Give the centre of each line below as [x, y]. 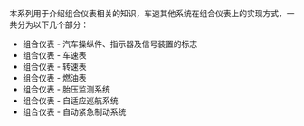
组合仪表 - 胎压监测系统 [66, 89]
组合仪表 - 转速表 [55, 67]
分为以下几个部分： [52, 24]
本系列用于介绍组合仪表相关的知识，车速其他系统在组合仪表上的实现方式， [148, 13]
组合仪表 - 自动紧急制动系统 [74, 112]
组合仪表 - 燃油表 [55, 78]
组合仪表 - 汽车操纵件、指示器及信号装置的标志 [110, 44]
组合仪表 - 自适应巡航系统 [71, 101]
